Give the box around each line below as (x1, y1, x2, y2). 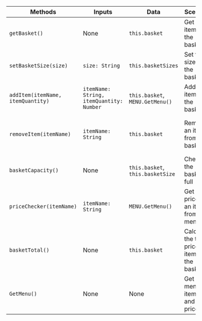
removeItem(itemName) (9, 131, 71, 137)
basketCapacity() (9, 167, 59, 173)
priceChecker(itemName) (9, 203, 78, 210)
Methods (29, 8, 57, 16)
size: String (83, 63, 120, 69)
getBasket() (9, 30, 44, 37)
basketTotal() (9, 247, 50, 254)
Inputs (93, 8, 112, 16)
